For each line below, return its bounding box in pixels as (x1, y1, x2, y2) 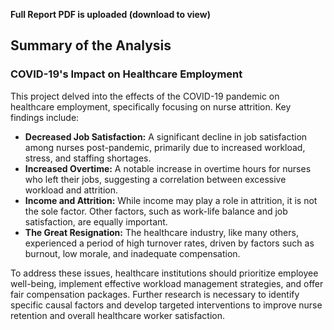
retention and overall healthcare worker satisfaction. (10, 309, 225, 321)
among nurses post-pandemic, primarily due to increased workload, (24, 141, 306, 153)
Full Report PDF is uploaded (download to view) (10, 9, 211, 20)
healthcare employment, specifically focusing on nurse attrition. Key (10, 100, 292, 113)
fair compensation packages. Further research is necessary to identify (10, 288, 300, 300)
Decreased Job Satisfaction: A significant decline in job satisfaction (24, 130, 308, 143)
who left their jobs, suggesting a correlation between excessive (24, 173, 287, 185)
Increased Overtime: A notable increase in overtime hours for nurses (24, 162, 312, 174)
